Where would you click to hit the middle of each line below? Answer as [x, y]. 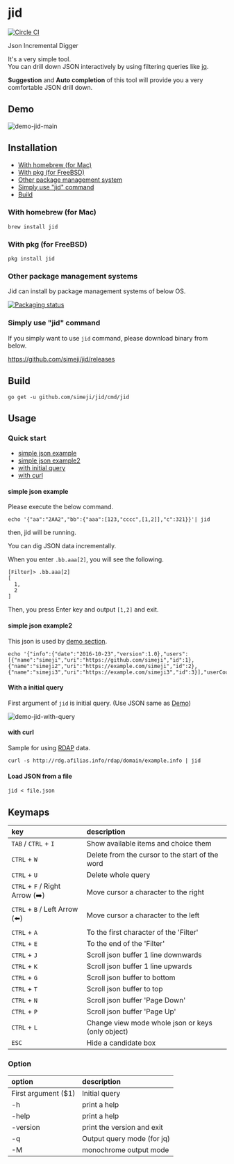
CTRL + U [24, 875]
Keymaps [29, 812]
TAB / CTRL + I [33, 844]
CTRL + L [24, 1027]
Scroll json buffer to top [125, 989]
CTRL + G [24, 978]
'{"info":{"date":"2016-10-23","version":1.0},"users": [106, 654]
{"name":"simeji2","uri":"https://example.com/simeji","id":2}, [103, 666]
